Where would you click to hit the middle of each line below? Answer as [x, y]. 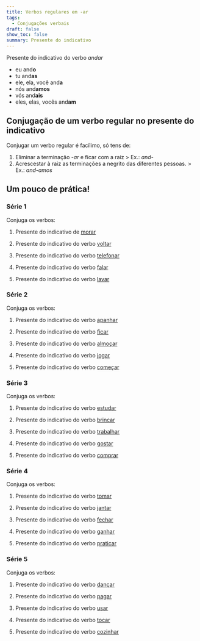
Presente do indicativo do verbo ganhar [65, 532]
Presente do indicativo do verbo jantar [63, 508]
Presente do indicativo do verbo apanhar [66, 320]
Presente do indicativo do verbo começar [67, 367]
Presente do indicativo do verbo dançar [65, 584]
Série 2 [17, 295]
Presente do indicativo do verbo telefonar [67, 255]
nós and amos [32, 89]
